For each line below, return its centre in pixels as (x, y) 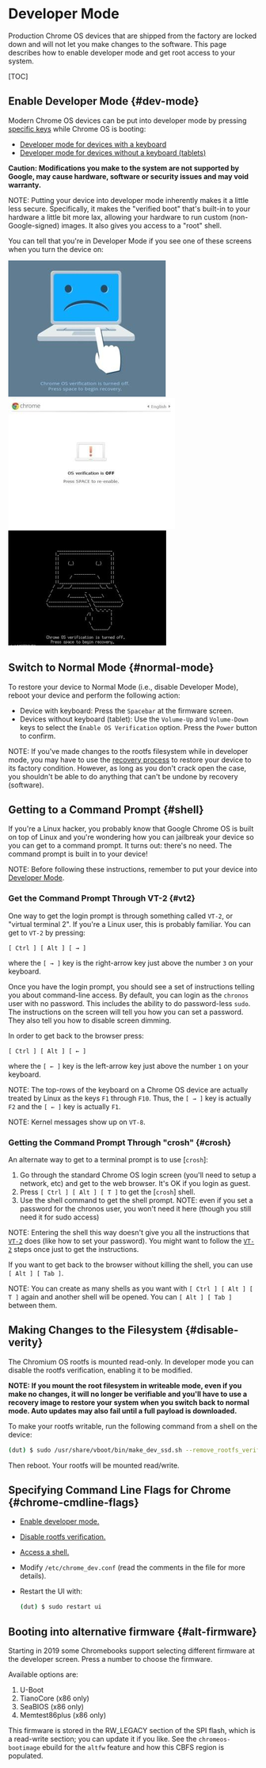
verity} (26, 1343)
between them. (33, 1305)
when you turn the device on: (56, 249)
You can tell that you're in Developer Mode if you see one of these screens (130, 241)
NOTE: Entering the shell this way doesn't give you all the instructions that (129, 1232)
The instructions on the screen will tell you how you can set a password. (126, 1012)
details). (33, 1576)
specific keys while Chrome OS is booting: (77, 128)
